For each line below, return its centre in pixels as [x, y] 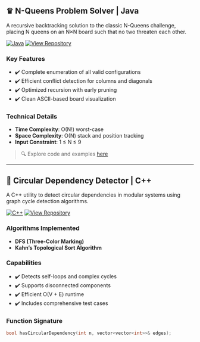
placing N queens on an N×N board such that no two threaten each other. [96, 32]
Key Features [26, 58]
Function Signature [34, 321]
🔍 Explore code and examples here [64, 154]
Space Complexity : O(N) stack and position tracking [79, 136]
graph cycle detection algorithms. [47, 201]
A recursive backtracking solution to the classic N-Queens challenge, [91, 25]
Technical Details [32, 117]
